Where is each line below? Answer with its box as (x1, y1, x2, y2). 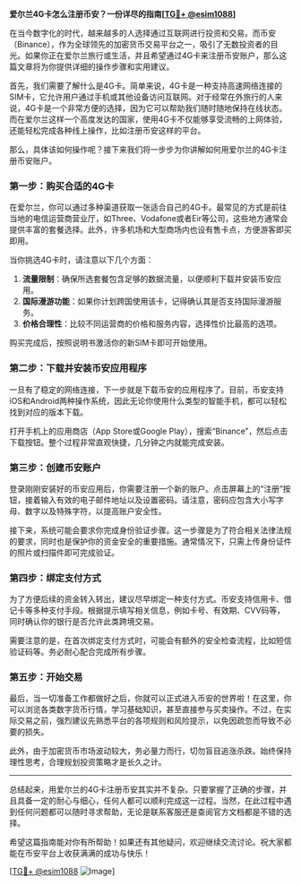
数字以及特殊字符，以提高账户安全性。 (24, 505, 167, 516)
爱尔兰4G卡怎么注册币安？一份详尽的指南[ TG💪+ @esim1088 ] (9, 9, 236, 19)
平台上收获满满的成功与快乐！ (39, 848, 150, 859)
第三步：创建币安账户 (9, 461, 101, 474)
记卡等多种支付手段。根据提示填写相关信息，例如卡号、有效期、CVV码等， (9, 605, 285, 616)
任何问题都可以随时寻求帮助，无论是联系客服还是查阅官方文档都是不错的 (16, 806, 284, 818)
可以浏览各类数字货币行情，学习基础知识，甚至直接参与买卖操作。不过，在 (9, 704, 284, 715)
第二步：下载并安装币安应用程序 (9, 362, 148, 374)
